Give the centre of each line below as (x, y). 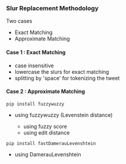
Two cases (19, 21)
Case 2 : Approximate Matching (46, 91)
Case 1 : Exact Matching (36, 52)
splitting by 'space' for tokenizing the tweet (67, 78)
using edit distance (47, 132)
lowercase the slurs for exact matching (62, 71)
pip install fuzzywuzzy (35, 104)
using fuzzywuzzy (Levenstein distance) (64, 115)
